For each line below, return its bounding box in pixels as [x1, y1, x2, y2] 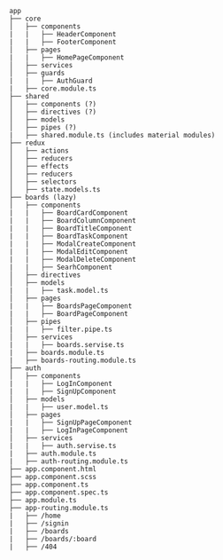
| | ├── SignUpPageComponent [9, 418, 133, 427]
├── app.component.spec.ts [9, 488, 109, 497]
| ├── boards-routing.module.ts [9, 356, 137, 365]
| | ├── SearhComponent [9, 263, 113, 272]
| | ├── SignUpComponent [9, 387, 117, 396]
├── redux [9, 138, 46, 147]
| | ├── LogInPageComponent [9, 426, 128, 435]
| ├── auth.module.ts [9, 449, 97, 458]
